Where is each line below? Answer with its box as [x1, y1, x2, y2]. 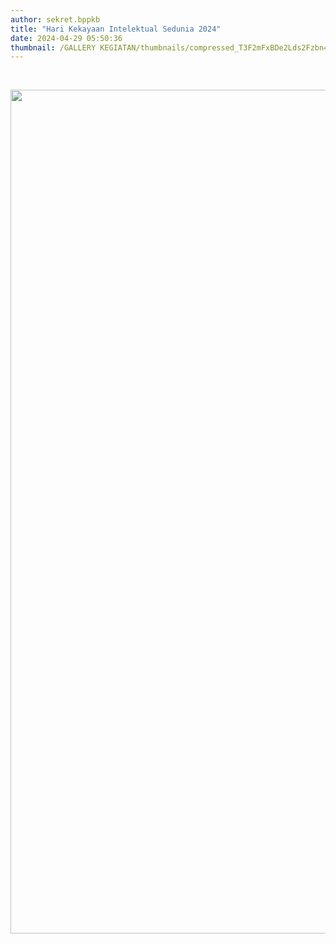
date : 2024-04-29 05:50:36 [10, 33, 123, 43]
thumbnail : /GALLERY [10, 42, 97, 53]
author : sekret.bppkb [10, 14, 101, 25]
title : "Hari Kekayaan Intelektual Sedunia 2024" [10, 24, 222, 34]
